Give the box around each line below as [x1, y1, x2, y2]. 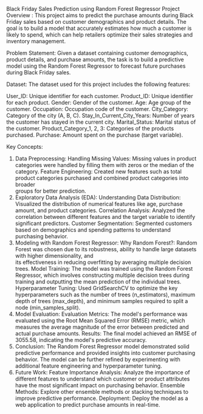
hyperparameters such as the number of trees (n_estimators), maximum [15, 291, 196, 298]
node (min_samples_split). [15, 304, 81, 311]
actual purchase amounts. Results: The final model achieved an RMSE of [15, 330, 197, 337]
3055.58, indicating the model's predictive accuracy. [15, 337, 147, 343]
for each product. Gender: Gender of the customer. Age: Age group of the [6, 99, 191, 106]
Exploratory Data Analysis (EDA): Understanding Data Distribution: [15, 194, 181, 201]
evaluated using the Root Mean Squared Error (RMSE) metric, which [15, 317, 185, 324]
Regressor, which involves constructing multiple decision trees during [15, 271, 190, 279]
